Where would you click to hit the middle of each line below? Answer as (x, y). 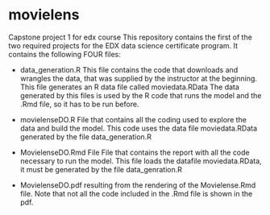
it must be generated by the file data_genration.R (101, 169)
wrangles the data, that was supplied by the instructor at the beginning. (139, 78)
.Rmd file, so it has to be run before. (79, 104)
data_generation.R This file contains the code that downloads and (129, 69)
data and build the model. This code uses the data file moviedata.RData (139, 128)
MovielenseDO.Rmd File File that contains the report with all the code (135, 152)
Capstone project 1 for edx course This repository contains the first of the (130, 37)
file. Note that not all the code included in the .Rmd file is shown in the (136, 193)
